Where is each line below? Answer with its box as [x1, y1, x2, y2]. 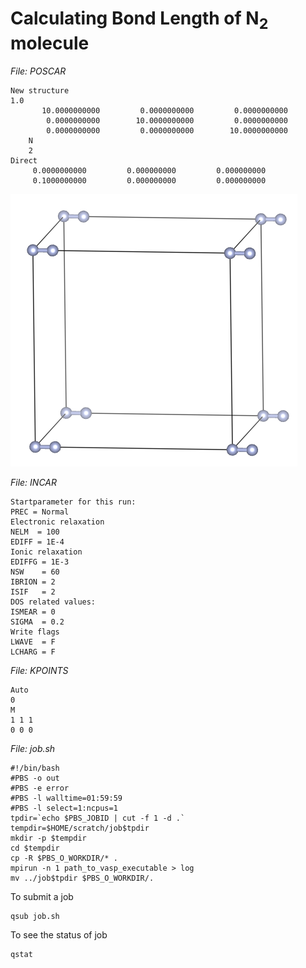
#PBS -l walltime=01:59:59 [10, 793, 123, 803]
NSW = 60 [10, 567, 60, 577]
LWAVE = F [10, 637, 56, 647]
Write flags [10, 627, 60, 637]
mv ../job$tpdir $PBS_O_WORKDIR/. [10, 873, 155, 883]
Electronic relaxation [10, 517, 105, 527]
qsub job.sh [10, 911, 60, 921]
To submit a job [10, 890, 74, 902]
